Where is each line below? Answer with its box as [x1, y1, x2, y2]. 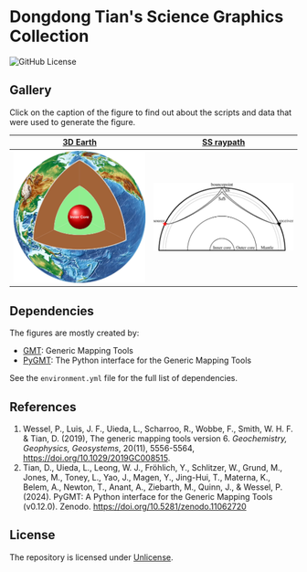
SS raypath [202, 137, 246, 148]
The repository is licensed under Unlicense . [9, 551, 174, 563]
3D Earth [62, 137, 98, 148]
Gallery [9, 82, 52, 98]
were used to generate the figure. [9, 116, 136, 127]
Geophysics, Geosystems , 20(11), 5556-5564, [22, 442, 195, 453]
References [9, 399, 77, 415]
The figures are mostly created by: [9, 327, 140, 339]
